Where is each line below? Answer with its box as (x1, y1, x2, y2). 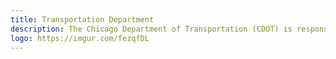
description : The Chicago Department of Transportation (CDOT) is (10, 24, 293, 34)
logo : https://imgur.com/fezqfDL (10, 33, 150, 43)
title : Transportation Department (10, 14, 155, 25)
